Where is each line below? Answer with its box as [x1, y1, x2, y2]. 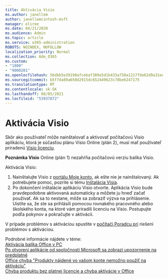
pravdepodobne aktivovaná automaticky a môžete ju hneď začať [12, 190, 145, 196]
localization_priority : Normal [5, 49, 70, 54]
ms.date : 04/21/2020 [5, 26, 48, 31]
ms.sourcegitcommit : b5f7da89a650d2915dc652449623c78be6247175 [5, 77, 140, 82]
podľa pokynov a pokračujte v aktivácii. [12, 211, 94, 217]
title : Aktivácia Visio [5, 7, 55, 13]
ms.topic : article [5, 36, 43, 41]
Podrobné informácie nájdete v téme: [5, 236, 81, 242]
